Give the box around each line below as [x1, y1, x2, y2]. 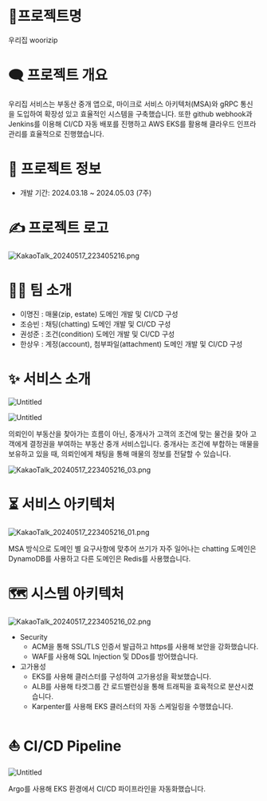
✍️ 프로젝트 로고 [8, 219, 109, 236]
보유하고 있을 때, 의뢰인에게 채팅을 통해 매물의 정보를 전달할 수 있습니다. [8, 449, 231, 458]
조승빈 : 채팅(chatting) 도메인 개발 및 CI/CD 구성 [19, 319, 171, 328]
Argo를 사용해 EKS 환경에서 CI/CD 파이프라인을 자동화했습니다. [8, 784, 206, 794]
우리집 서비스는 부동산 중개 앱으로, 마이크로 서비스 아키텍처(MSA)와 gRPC [8, 99, 239, 109]
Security [19, 632, 48, 641]
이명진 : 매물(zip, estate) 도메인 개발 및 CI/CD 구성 [19, 309, 179, 319]
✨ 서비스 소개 [8, 370, 92, 388]
